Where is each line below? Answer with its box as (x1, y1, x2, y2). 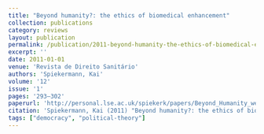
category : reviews (8, 26, 68, 34)
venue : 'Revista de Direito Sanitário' (8, 63, 139, 71)
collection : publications (8, 19, 93, 27)
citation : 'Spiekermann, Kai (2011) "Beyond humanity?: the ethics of (8, 107, 244, 115)
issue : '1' (8, 84, 44, 93)
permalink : (8, 41, 44, 49)
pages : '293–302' (8, 92, 65, 100)
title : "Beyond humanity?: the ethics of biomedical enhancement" (8, 11, 230, 20)
